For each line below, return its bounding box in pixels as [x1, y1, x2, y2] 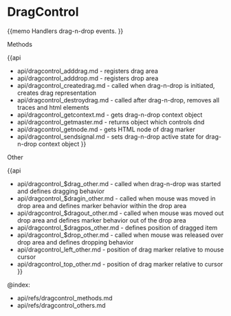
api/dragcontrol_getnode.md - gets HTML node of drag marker [16, 125, 196, 133]
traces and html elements [16, 103, 89, 111]
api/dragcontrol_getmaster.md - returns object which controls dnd [16, 117, 205, 126]
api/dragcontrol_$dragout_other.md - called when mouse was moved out [16, 209, 224, 217]
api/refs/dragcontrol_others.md [16, 301, 106, 309]
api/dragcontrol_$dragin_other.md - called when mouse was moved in [16, 194, 216, 203]
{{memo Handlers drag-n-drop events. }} [7, 27, 124, 35]
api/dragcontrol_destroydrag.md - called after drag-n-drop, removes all [16, 95, 220, 104]
